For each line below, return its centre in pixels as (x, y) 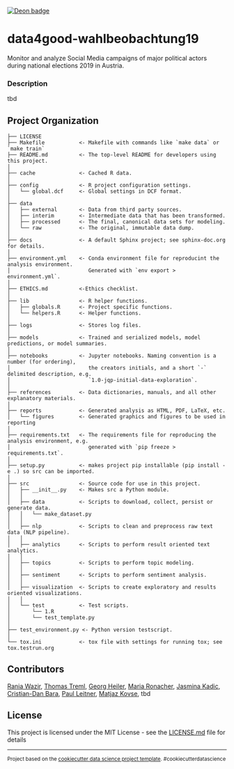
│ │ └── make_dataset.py (49, 514)
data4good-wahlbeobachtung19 (103, 39)
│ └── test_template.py (51, 618)
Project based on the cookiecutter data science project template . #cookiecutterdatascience (117, 759)
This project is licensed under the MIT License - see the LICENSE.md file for (116, 732)
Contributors (36, 669)
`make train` (26, 149)
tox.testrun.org (31, 648)
